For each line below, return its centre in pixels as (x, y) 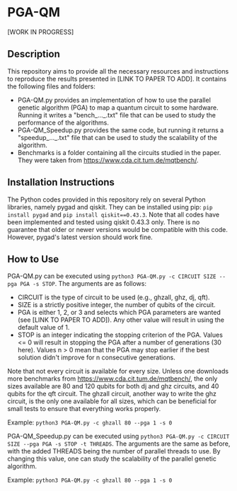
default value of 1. (44, 328)
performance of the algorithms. (63, 122)
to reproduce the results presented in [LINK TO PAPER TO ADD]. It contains (117, 79)
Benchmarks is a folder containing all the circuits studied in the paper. (119, 152)
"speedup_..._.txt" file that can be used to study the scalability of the (117, 137)
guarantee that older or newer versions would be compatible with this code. (118, 229)
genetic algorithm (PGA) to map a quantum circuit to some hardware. (118, 108)
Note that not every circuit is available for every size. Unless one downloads (118, 371)
